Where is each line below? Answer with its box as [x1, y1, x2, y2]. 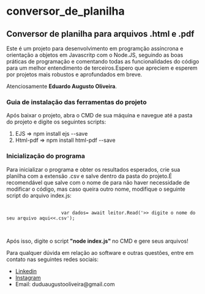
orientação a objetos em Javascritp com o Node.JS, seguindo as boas [6, 51, 184, 59]
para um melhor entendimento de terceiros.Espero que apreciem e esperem [6, 64, 198, 72]
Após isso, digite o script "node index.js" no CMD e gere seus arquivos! [6, 237, 188, 244]
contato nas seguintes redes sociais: [6, 255, 99, 263]
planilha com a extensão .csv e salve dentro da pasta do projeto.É [6, 172, 173, 180]
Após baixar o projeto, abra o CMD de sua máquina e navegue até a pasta [6, 112, 193, 119]
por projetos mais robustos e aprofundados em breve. [6, 71, 143, 78]
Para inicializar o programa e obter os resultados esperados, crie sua [6, 166, 181, 173]
